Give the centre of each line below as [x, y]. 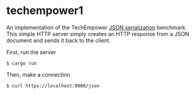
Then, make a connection [38, 74]
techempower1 [45, 11]
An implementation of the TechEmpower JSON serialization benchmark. [97, 27]
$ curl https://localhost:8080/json [53, 86]
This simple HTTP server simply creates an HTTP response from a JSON [98, 33]
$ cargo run [21, 63]
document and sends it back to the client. [59, 40]
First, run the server [31, 52]
